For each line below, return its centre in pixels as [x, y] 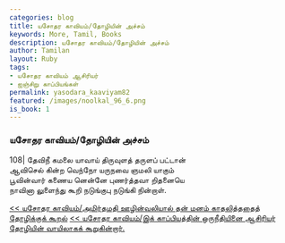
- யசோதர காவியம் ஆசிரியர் [54, 76]
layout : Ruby [34, 59]
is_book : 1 [30, 109]
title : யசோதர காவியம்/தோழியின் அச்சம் [78, 26]
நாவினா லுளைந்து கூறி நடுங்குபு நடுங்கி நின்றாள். [88, 189]
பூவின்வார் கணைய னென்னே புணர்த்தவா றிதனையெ [97, 180]
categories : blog [42, 17]
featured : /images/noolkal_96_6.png [78, 101]
